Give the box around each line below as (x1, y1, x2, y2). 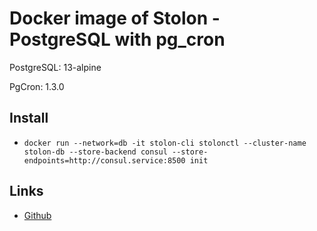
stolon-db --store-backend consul (23, 147, 168, 157)
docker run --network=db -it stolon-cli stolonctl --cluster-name (23, 138, 307, 148)
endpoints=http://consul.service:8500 (23, 155, 186, 166)
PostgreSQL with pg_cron (9, 28, 226, 51)
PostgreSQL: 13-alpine (9, 61, 102, 73)
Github (23, 209, 52, 221)
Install (9, 110, 49, 127)
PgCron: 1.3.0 (9, 80, 65, 92)
